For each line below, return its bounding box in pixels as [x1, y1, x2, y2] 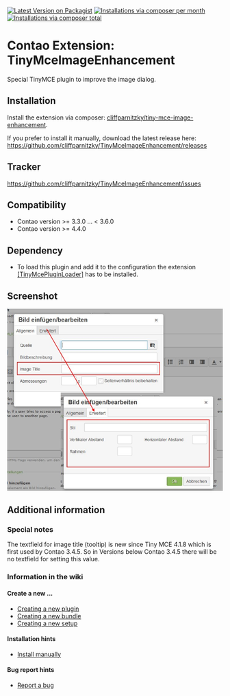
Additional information [7, 504, 105, 516]
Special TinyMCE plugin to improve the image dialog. [7, 75, 156, 83]
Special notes [7, 525, 53, 534]
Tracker [7, 161, 41, 173]
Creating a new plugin [16, 605, 79, 613]
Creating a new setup [16, 619, 78, 627]
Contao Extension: [7, 38, 115, 54]
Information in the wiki [7, 572, 84, 582]
